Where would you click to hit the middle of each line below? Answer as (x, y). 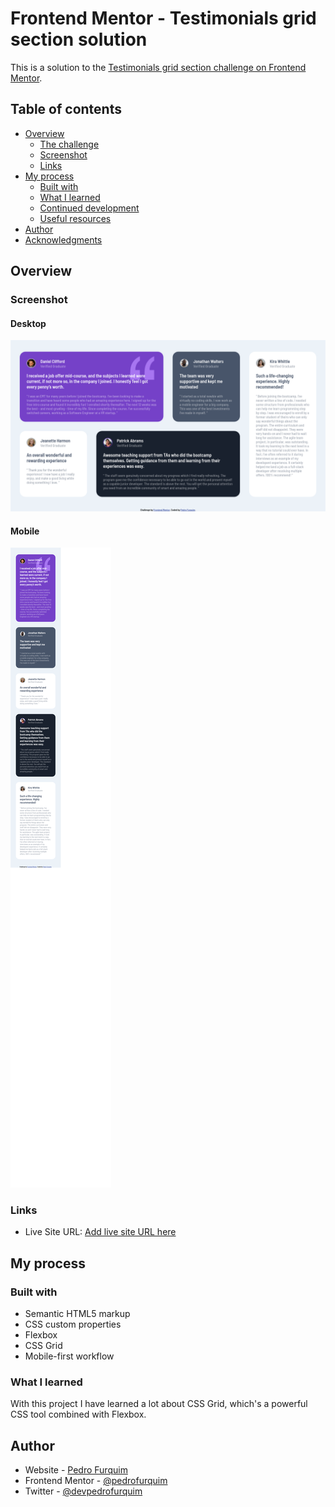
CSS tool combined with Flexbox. (78, 1414)
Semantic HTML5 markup (77, 1314)
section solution (79, 39)
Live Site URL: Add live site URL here (100, 1232)
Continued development (89, 208)
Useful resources (75, 218)
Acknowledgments (63, 239)
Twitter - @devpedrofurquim (83, 1491)
